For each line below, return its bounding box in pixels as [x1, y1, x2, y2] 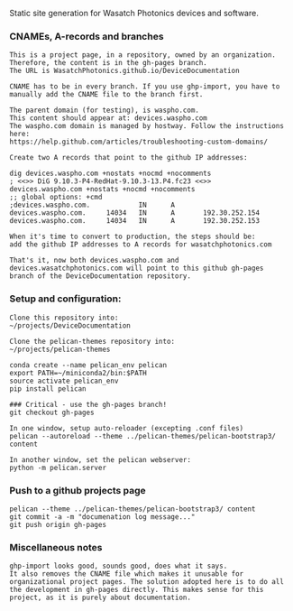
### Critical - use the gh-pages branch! [9, 400, 168, 409]
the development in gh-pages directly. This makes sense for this [9, 586, 264, 595]
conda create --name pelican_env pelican [9, 360, 168, 369]
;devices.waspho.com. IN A [9, 200, 176, 210]
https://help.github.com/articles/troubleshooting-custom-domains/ [9, 137, 269, 147]
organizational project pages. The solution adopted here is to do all [9, 578, 284, 587]
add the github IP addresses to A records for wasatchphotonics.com [9, 240, 272, 249]
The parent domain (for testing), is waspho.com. [9, 106, 200, 116]
